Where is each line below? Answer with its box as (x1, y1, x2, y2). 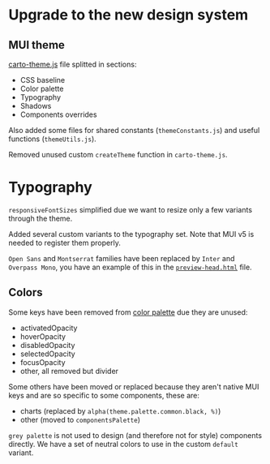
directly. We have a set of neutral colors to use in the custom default (8, 439, 239, 449)
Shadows (19, 101, 52, 110)
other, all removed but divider (19, 366, 119, 376)
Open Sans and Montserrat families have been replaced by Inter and (8, 253, 235, 263)
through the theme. (8, 213, 73, 223)
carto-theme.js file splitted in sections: (8, 59, 137, 69)
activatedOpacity (19, 323, 78, 333)
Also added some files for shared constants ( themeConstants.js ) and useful (8, 126, 260, 135)
